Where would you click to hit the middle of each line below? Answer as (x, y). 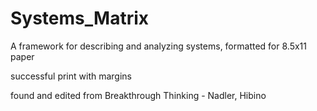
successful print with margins (71, 76)
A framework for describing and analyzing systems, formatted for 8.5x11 (158, 46)
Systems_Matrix (79, 18)
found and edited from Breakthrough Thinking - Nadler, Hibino (138, 95)
